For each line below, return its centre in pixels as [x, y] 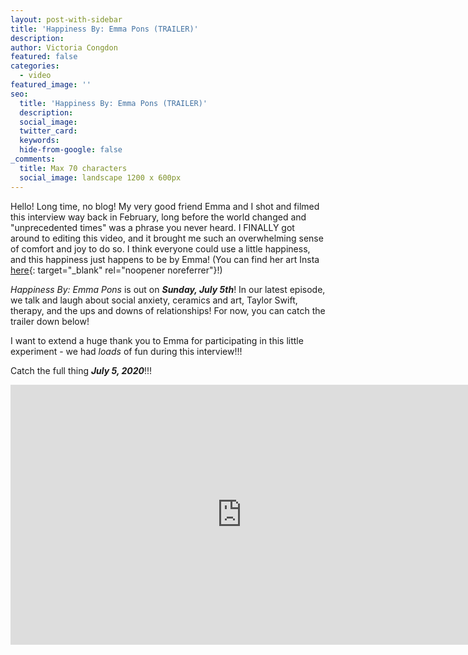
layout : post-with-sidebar [66, 19]
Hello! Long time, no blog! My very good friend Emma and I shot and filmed [165, 206]
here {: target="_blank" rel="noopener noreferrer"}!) [116, 270]
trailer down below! [50, 321]
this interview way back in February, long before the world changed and [158, 217]
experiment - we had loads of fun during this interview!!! [126, 351]
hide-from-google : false [71, 150]
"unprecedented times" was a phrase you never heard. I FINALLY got [152, 227]
